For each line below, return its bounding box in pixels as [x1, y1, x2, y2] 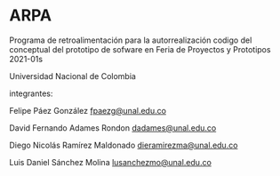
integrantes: [9, 88, 53, 99]
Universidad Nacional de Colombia [9, 70, 136, 81]
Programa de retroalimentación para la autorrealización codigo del [9, 35, 252, 45]
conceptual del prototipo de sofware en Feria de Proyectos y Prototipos [9, 44, 271, 54]
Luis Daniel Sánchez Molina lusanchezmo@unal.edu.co [9, 156, 212, 167]
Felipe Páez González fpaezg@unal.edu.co [9, 105, 167, 116]
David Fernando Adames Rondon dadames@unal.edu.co [9, 122, 217, 133]
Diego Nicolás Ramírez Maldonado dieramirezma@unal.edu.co [9, 140, 238, 150]
